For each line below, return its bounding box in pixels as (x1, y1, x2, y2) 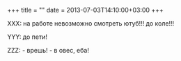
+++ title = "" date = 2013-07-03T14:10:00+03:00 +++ (7, 6, 164, 14)
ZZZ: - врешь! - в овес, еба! (7, 46, 89, 54)
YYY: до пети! (7, 33, 47, 41)
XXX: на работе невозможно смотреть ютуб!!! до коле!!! (7, 19, 175, 27)
